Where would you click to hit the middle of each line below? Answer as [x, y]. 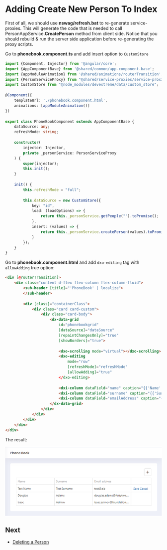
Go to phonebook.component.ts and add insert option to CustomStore [77, 54]
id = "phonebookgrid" [79, 325]
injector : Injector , [44, 148]
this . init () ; [37, 169]
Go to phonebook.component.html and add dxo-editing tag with [72, 262]
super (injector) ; [41, 164]
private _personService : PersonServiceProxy [70, 153]
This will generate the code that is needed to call [73, 28]
